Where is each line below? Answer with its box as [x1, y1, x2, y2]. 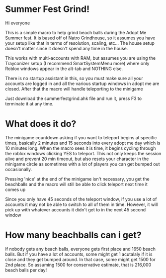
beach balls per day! [5, 267, 47, 273]
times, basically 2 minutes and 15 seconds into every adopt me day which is [5, 140, 161, 146]
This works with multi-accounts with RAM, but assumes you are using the [5, 55, 156, 61]
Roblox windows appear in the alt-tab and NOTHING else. [5, 66, 123, 72]
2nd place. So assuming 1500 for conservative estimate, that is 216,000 [5, 262, 152, 268]
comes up [5, 186, 26, 192]
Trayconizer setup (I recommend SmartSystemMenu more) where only [5, 60, 150, 66]
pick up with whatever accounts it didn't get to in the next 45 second [5, 206, 146, 212]
